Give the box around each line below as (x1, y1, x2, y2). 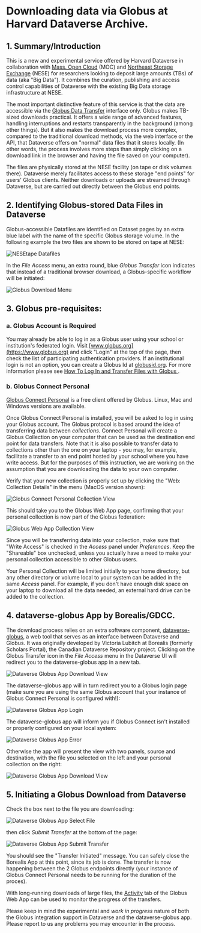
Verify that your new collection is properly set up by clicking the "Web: (6, 477, 181, 484)
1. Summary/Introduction (6, 41, 101, 51)
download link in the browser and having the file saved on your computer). (6, 152, 190, 159)
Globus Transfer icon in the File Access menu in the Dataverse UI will (6, 652, 177, 659)
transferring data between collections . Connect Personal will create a (6, 426, 178, 434)
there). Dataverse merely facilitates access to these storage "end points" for (6, 170, 194, 177)
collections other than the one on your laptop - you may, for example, (6, 446, 178, 453)
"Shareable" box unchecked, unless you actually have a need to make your (6, 549, 192, 557)
